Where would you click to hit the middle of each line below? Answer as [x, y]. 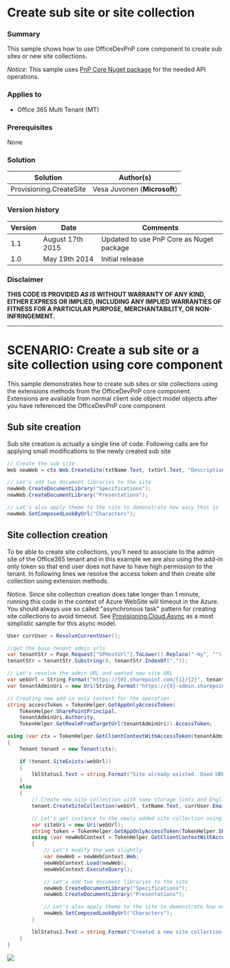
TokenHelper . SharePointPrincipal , [68, 711]
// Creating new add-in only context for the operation [88, 698]
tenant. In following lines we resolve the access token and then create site [111, 573]
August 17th [63, 239]
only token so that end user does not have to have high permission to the [110, 566]
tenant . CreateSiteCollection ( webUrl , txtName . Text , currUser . [122, 806]
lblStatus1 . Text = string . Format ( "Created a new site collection [127, 932]
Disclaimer [25, 279]
